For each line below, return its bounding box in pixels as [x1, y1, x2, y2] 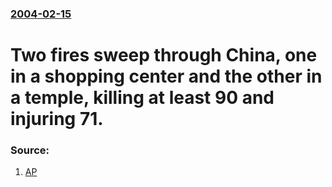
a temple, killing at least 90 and [10, 87, 275, 109]
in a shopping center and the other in [10, 65, 323, 88]
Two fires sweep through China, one [10, 44, 318, 67]
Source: [10, 143, 50, 157]
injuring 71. [10, 108, 104, 131]
